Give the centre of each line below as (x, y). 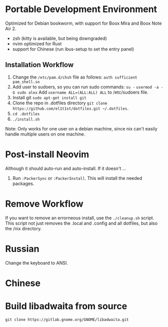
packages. (23, 183)
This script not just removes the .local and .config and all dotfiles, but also (81, 223)
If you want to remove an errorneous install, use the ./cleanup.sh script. (80, 218)
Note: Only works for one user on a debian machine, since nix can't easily (81, 128)
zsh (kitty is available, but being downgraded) (60, 38)
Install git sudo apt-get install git (49, 97)
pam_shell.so (26, 82)
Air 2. (11, 28)
